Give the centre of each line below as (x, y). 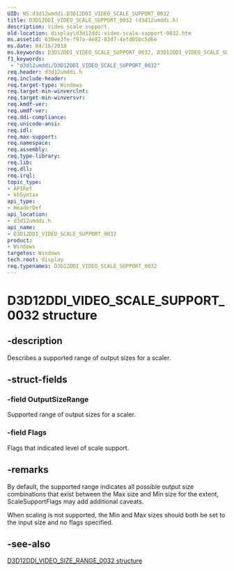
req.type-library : (34, 156)
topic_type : (24, 182)
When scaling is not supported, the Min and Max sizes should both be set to (116, 515)
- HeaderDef (24, 208)
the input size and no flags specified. (60, 522)
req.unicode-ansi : (34, 124)
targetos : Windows (34, 253)
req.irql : (22, 175)
